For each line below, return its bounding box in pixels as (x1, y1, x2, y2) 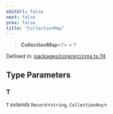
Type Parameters (6, 70, 71, 80)
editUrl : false (6, 8, 44, 15)
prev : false (6, 19, 35, 25)
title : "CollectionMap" (6, 25, 65, 31)
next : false (6, 14, 35, 20)
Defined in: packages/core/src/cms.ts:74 (6, 53, 106, 60)
